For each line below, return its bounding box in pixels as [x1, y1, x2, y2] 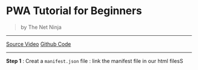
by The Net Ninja [20, 24, 62, 31]
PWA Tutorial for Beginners [6, 4, 143, 18]
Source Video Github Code [6, 40, 71, 48]
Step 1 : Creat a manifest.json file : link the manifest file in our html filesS [6, 57, 184, 64]
